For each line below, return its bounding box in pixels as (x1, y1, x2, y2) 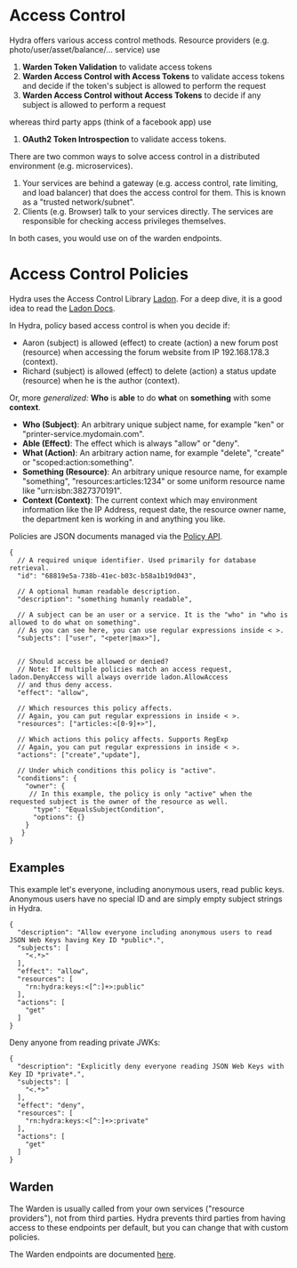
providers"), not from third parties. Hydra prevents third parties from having (9, 1212, 286, 1224)
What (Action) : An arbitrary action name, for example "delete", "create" (21, 447, 285, 458)
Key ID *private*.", (9, 1070, 86, 1078)
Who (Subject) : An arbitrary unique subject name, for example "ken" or (21, 419, 285, 430)
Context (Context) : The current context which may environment (21, 495, 258, 505)
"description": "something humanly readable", (17, 594, 193, 603)
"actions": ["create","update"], (17, 750, 141, 759)
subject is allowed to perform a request (21, 99, 166, 109)
